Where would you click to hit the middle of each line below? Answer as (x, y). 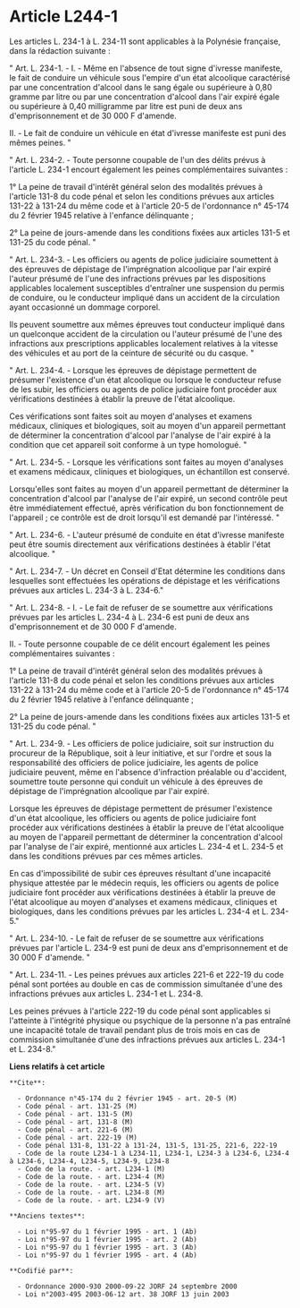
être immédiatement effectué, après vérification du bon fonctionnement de (146, 508)
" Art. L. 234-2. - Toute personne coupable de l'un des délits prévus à (137, 159)
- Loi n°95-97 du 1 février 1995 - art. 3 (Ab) (108, 1247)
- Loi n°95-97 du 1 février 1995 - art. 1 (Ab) (108, 1231)
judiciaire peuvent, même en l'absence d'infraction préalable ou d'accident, (148, 772)
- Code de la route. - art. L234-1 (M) (92, 1169)
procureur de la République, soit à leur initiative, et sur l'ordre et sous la (141, 753)
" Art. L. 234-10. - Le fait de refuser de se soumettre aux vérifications (137, 938)
